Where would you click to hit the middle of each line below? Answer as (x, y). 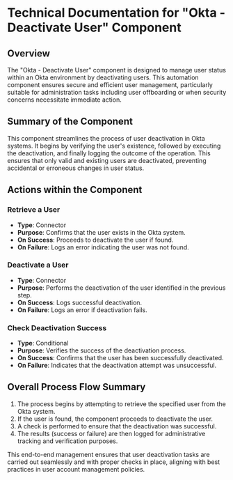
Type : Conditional (43, 343)
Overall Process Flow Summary (77, 387)
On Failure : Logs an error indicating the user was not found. (103, 247)
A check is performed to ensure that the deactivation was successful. (117, 426)
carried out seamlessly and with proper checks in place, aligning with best (114, 462)
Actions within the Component (75, 190)
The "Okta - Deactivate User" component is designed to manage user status (116, 70)
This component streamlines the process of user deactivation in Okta (106, 138)
